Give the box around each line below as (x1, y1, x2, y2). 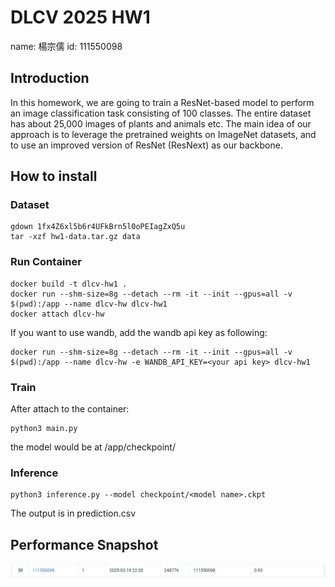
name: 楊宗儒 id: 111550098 (10, 40, 123, 52)
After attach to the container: (10, 403, 130, 415)
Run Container (10, 255, 82, 269)
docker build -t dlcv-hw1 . (10, 279, 128, 289)
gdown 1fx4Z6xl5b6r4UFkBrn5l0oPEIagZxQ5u (10, 222, 186, 232)
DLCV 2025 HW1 (10, 6, 151, 29)
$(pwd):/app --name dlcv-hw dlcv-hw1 (10, 299, 168, 309)
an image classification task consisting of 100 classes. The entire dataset (10, 107, 312, 119)
